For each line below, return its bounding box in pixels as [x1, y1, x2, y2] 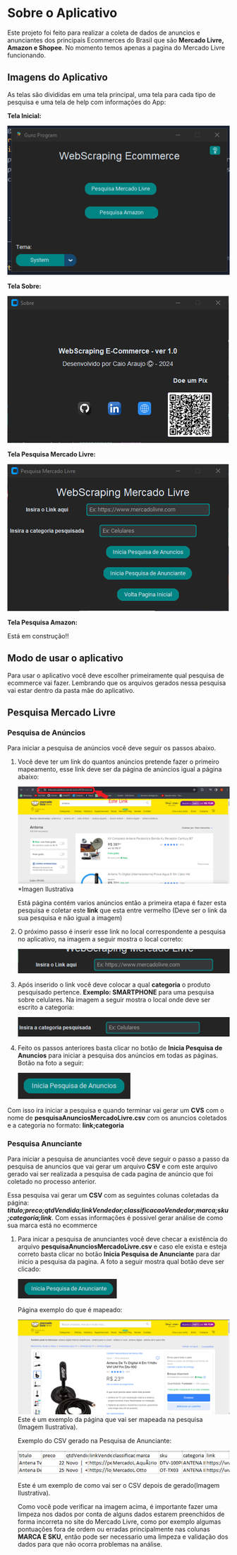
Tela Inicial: [7, 111, 42, 120]
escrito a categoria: [17, 1003, 74, 1011]
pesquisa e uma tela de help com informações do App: [7, 98, 166, 106]
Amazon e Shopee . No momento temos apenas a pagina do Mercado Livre [7, 43, 226, 52]
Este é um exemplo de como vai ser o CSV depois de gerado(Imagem [17, 1481, 220, 1490]
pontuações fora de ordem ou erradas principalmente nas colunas [17, 1525, 210, 1534]
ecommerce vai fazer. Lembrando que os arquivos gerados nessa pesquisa [7, 678, 226, 687]
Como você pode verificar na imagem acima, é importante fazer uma [17, 1503, 218, 1511]
